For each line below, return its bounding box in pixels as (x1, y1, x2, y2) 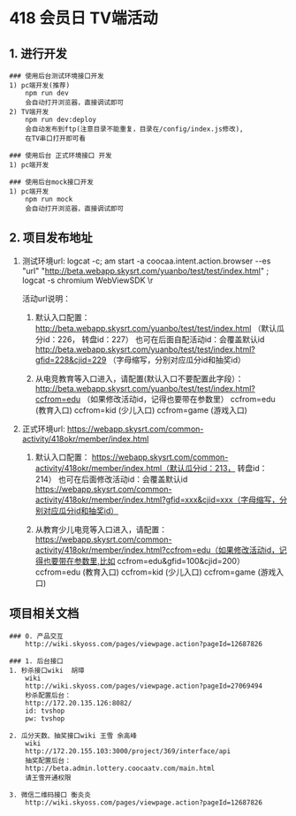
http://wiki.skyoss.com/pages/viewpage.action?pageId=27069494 (25, 682, 263, 690)
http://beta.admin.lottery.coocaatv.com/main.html (25, 764, 216, 773)
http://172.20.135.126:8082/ (25, 698, 133, 707)
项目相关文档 (9, 606, 80, 622)
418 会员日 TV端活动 (9, 8, 159, 28)
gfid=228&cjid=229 (34, 355, 107, 365)
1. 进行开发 (9, 46, 68, 61)
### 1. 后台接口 (9, 656, 64, 666)
